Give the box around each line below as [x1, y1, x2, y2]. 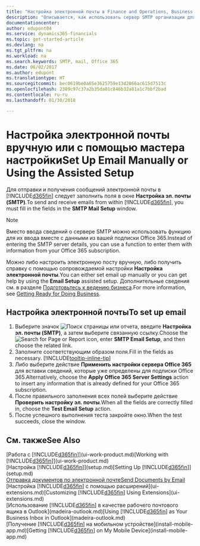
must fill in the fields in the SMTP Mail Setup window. [6, 205, 137, 212]
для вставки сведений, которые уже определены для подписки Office [14, 367, 193, 375]
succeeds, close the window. [14, 418, 86, 425]
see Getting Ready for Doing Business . [6, 290, 101, 297]
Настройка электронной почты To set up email [6, 307, 186, 317]
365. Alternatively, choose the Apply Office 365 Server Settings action [14, 373, 189, 381]
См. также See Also [6, 435, 80, 445]
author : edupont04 [6, 25, 52, 32]
